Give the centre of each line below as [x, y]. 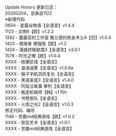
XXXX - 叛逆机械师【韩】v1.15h [36, 92]
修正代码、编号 [20, 110]
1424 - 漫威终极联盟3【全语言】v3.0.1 [42, 50]
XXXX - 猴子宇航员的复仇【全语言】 [41, 74]
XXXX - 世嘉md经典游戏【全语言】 [40, 128]
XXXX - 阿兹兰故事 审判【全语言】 [39, 86]
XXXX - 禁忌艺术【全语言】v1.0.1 [37, 122]
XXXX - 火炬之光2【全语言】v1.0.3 [39, 104]
